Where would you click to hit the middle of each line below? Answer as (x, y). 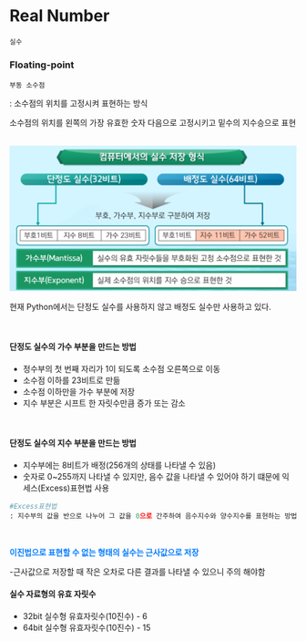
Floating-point (42, 65)
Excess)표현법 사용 (75, 488)
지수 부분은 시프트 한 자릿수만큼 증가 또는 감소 (104, 403)
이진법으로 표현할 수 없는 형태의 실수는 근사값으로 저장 (104, 552)
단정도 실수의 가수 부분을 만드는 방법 (73, 346)
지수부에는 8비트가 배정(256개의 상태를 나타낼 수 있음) (119, 465)
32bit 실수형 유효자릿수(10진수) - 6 (85, 616)
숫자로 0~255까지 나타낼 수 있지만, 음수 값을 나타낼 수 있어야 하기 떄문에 (151, 477)
